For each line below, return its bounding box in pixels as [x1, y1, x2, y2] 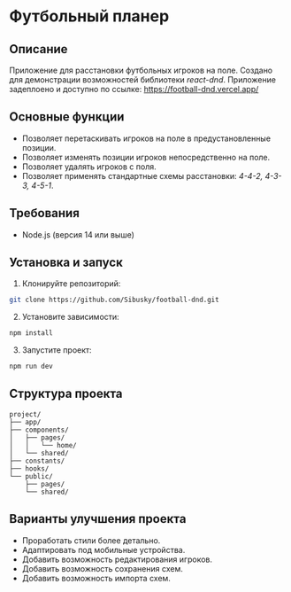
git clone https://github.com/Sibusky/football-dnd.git [9, 295, 219, 305]
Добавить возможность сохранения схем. [21, 563, 183, 573]
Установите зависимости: [21, 312, 119, 323]
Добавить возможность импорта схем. [21, 573, 171, 583]
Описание [9, 42, 68, 57]
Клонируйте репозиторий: [21, 278, 121, 289]
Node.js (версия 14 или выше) [21, 229, 135, 240]
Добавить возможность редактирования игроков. [21, 554, 212, 565]
